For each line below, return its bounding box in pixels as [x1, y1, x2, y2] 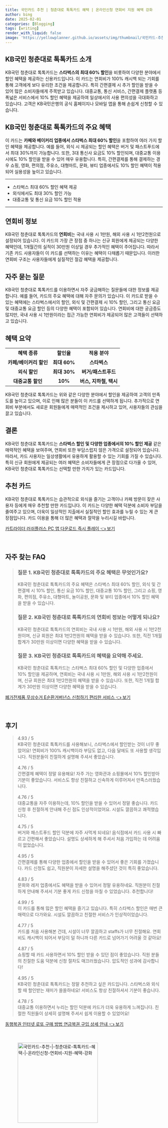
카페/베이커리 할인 [7, 359, 48, 366]
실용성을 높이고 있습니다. [14, 168, 63, 174]
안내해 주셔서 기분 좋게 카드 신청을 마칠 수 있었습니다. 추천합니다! [26, 888, 153, 894]
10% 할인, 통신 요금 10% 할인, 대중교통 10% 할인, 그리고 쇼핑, [36, 588, 157, 594]
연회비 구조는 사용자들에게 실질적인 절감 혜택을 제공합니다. [5, 256, 119, 262]
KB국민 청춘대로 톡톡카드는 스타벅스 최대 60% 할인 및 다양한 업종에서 [17, 665, 153, 671]
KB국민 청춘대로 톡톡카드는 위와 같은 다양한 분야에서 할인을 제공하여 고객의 [5, 391, 151, 397]
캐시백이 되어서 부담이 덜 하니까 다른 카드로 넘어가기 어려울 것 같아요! [26, 935, 161, 941]
